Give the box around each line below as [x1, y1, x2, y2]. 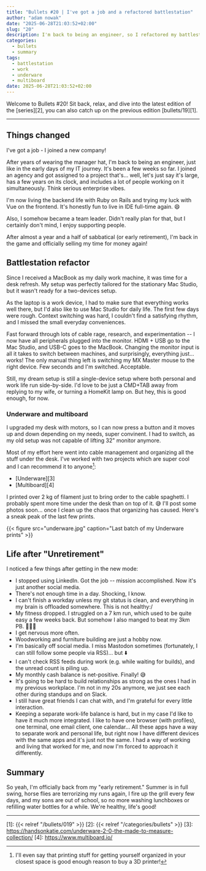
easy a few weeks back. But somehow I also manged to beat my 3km [15, 616, 190, 623]
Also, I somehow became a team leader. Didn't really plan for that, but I [6, 214, 186, 222]
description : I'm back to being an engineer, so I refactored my [6, 32, 177, 38]
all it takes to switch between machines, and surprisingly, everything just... [6, 350, 194, 357]
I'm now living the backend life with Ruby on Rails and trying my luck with [6, 196, 192, 203]
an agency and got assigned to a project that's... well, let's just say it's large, [6, 171, 199, 179]
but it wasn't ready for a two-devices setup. [6, 287, 117, 294]
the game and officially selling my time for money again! [6, 240, 148, 247]
